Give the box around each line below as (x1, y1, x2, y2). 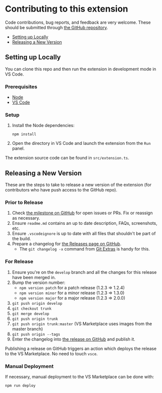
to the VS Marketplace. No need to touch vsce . (5, 350, 98, 357)
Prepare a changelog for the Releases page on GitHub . (12, 241, 122, 247)
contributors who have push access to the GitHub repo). (5, 187, 117, 193)
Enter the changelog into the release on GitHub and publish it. (12, 336, 136, 342)
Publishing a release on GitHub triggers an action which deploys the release (5, 346, 157, 351)
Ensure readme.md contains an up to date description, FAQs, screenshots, (12, 220, 158, 226)
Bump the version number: (12, 280, 65, 285)
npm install (12, 132, 36, 137)
